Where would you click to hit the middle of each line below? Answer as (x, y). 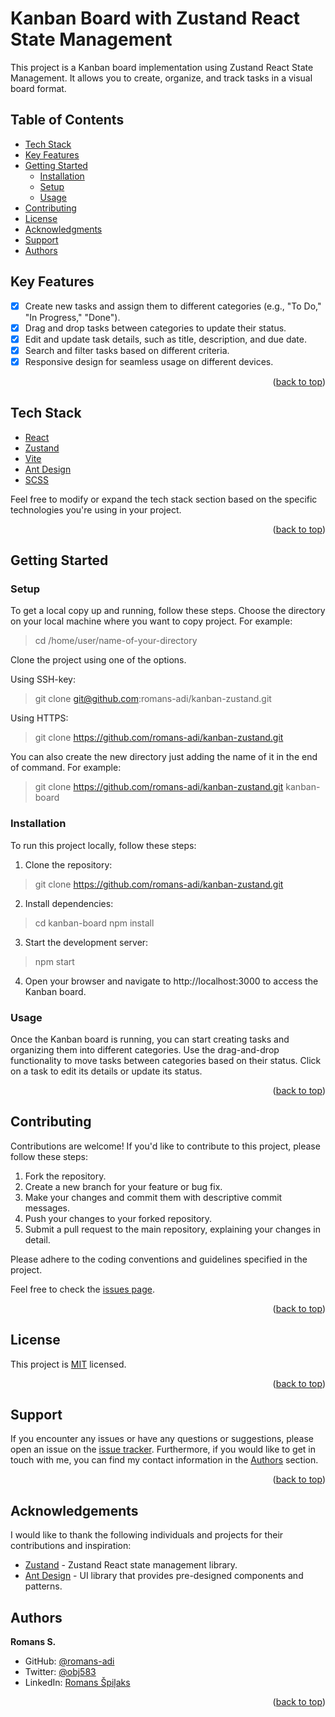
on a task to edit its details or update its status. (106, 1071)
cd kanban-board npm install (94, 923)
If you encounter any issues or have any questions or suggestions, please (162, 1439)
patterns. (43, 1586)
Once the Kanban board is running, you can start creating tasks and (150, 1039)
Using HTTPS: (39, 718)
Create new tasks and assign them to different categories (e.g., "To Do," (173, 306)
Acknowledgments (63, 229)
